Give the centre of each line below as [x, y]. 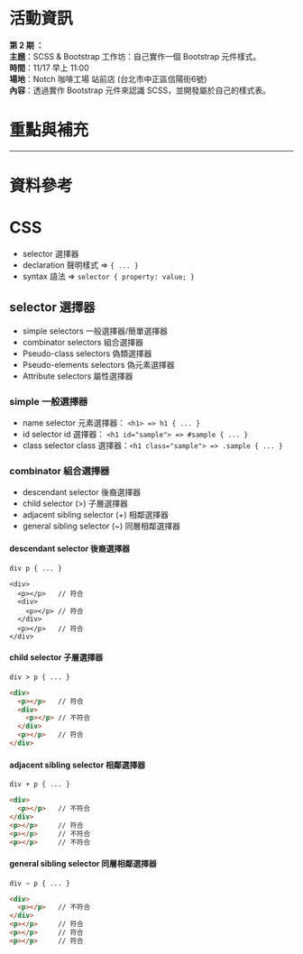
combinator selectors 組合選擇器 [83, 342]
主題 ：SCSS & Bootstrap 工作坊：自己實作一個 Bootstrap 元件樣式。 [135, 56]
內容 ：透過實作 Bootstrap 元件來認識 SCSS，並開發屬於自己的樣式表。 [140, 90]
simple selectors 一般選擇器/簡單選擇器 [95, 331]
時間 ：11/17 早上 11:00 [50, 68]
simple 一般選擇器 [49, 401]
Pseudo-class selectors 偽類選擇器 [87, 353]
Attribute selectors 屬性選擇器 [78, 376]
